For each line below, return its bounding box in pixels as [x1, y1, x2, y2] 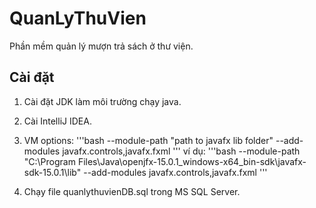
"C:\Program [23, 155, 76, 167]
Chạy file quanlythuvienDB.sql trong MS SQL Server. [23, 185, 241, 197]
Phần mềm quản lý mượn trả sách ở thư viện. [9, 40, 194, 52]
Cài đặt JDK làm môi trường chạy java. [23, 95, 182, 107]
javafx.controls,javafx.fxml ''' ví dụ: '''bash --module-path [62, 145, 301, 157]
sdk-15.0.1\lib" [23, 166, 82, 178]
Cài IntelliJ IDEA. [23, 115, 92, 127]
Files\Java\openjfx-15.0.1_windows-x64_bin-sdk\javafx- [77, 155, 307, 167]
